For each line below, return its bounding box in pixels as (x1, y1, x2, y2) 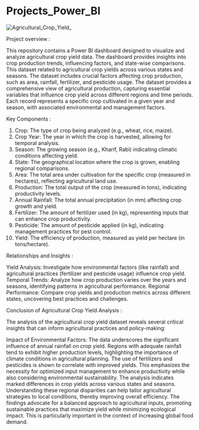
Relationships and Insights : (6, 252, 73, 259)
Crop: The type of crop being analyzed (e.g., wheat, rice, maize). (14, 127, 173, 134)
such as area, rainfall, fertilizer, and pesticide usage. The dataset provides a (6, 79, 192, 86)
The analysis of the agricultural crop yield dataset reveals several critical (6, 318, 184, 325)
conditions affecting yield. (14, 152, 78, 159)
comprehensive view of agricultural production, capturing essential (6, 84, 170, 92)
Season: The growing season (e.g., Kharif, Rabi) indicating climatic (14, 146, 178, 153)
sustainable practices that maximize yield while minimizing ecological (6, 406, 176, 413)
